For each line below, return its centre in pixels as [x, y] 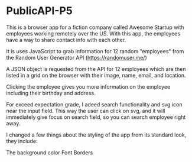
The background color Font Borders [50, 153]
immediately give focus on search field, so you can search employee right [96, 117]
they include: [22, 141]
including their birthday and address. [51, 93]
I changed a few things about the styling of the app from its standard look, [96, 135]
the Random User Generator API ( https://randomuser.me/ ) [77, 57]
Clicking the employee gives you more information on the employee [88, 86]
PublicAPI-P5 [39, 11]
